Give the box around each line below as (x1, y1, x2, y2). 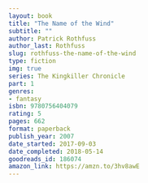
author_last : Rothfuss (8, 42, 85, 50)
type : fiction (8, 57, 57, 66)
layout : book (8, 11, 53, 20)
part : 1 (8, 79, 35, 87)
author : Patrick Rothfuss (8, 34, 96, 43)
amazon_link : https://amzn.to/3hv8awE (8, 163, 140, 171)
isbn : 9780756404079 (8, 102, 79, 110)
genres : (8, 87, 35, 96)
